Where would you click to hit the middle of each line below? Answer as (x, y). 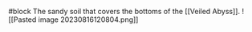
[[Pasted (22, 20)
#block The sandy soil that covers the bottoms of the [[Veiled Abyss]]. (124, 11)
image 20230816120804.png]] (88, 20)
